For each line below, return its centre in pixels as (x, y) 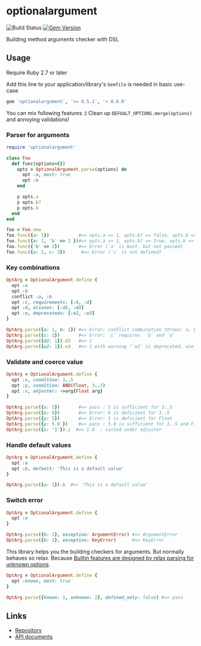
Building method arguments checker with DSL (63, 39)
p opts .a (28, 197)
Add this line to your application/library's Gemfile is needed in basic (89, 84)
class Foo (19, 158)
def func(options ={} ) (39, 164)
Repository (28, 630)
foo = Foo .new (24, 230)
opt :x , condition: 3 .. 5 (42, 380)
